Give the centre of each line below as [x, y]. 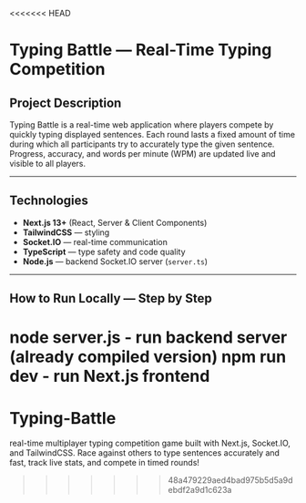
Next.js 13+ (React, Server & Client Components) [115, 222]
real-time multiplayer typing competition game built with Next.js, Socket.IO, [150, 443]
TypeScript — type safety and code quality [104, 251]
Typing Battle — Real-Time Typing [141, 50]
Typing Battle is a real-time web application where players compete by [142, 125]
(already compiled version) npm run [148, 357]
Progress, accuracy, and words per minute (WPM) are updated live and [143, 154]
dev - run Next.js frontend [110, 376]
